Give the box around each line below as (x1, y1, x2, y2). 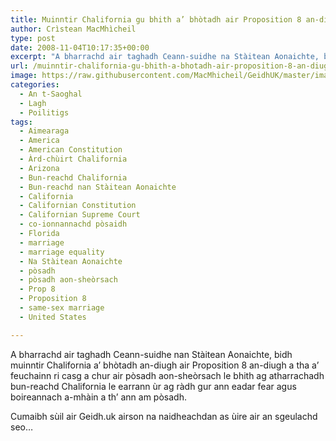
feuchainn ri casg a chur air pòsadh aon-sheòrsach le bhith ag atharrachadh (10, 369, 325, 381)
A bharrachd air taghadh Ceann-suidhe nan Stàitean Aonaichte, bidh (10, 348, 293, 360)
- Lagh (19, 98, 47, 108)
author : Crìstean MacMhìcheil (10, 24, 137, 34)
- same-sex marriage (19, 303, 105, 313)
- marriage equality (19, 247, 105, 257)
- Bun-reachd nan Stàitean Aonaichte (19, 182, 177, 192)
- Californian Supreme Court (19, 210, 141, 220)
